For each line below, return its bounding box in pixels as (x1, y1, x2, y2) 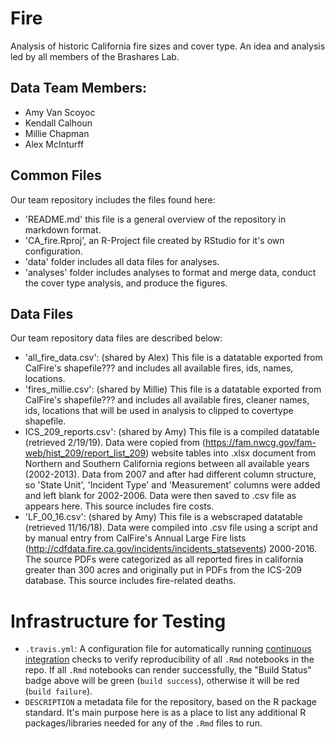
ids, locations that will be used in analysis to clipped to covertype (24, 405, 294, 417)
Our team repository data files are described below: (10, 332, 223, 344)
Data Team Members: (10, 80, 148, 97)
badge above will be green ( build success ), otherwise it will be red (24, 675, 300, 687)
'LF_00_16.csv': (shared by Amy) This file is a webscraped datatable (24, 511, 303, 523)
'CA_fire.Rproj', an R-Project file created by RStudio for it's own (24, 234, 285, 246)
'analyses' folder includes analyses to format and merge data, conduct (24, 266, 317, 278)
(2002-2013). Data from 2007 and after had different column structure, (24, 468, 317, 481)
